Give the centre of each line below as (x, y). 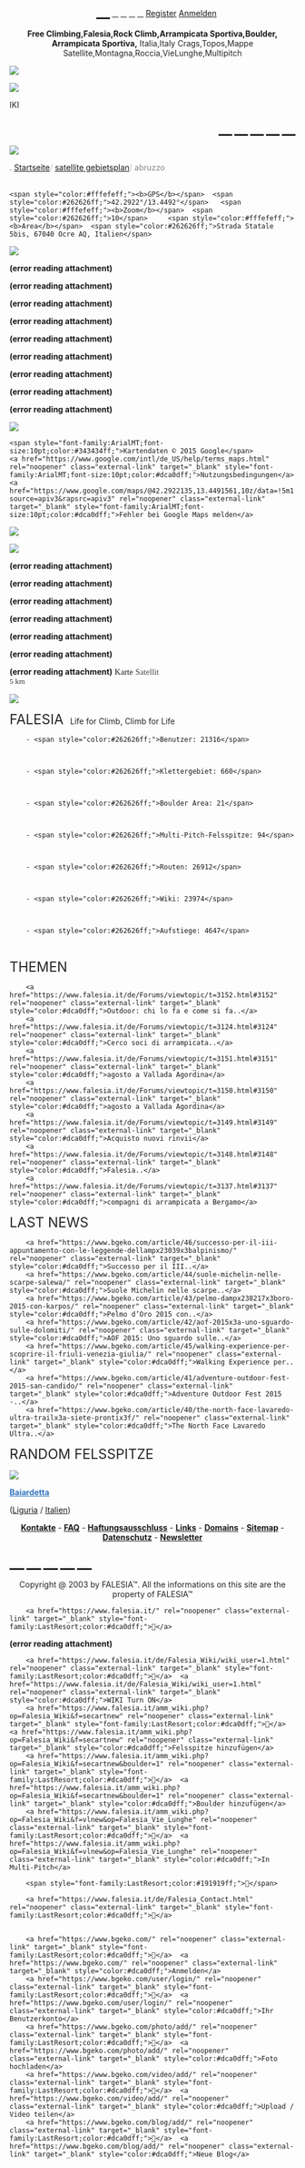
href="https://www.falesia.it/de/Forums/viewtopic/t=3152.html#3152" (144, 995)
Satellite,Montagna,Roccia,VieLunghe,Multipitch (152, 53)
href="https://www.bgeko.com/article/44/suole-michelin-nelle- (160, 1275)
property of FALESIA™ (152, 1594)
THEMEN (39, 967)
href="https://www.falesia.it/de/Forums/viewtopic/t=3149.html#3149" (144, 1123)
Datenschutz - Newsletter (152, 1537)
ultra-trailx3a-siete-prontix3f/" (75, 1418)
